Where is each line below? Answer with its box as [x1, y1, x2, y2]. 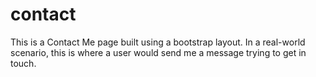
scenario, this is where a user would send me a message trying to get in [10, 46, 307, 58]
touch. [10, 57, 37, 69]
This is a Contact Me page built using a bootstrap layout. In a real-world [10, 36, 306, 48]
